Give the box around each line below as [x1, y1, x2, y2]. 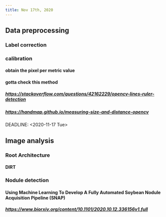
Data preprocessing [5, 26, 70, 35]
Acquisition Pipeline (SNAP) [5, 195, 65, 201]
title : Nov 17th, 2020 [5, 7, 53, 13]
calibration [5, 55, 33, 62]
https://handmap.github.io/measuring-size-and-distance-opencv [5, 109, 149, 115]
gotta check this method [5, 79, 58, 85]
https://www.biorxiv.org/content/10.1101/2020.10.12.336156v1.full [5, 206, 148, 212]
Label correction [5, 41, 47, 48]
